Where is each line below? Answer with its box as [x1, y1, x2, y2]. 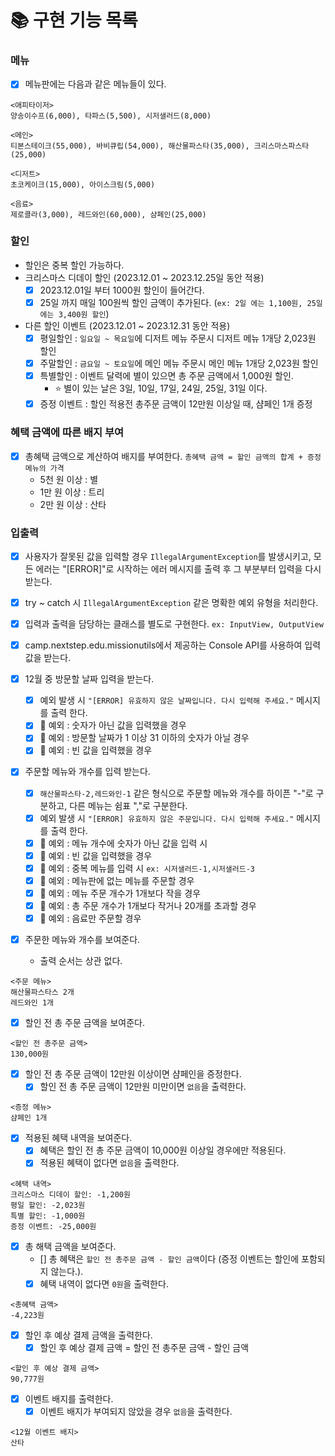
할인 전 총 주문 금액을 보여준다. [24, 1017, 145, 1029]
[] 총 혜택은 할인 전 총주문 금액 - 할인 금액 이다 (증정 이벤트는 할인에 [39, 1252, 300, 1265]
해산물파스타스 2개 [10, 987, 75, 998]
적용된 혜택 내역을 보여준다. [24, 1132, 133, 1144]
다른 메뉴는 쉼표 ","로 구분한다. [69, 799, 188, 811]
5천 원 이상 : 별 [39, 473, 99, 485]
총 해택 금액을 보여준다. [24, 1240, 117, 1252]
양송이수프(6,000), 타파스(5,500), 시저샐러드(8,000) [10, 111, 212, 121]
